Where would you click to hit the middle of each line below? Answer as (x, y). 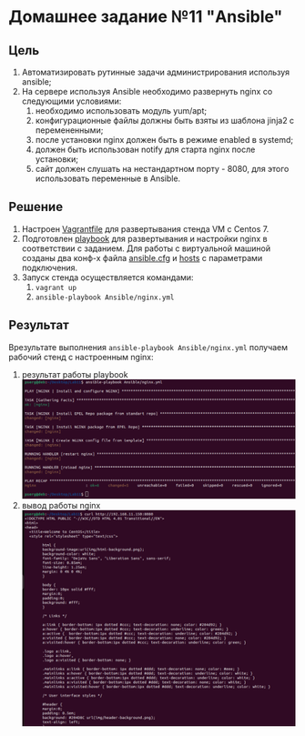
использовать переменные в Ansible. (108, 178)
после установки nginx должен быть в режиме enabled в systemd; (164, 140)
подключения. (50, 267)
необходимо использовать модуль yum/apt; (121, 111)
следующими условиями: (71, 101)
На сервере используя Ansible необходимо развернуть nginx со (147, 91)
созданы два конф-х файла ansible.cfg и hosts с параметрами (142, 257)
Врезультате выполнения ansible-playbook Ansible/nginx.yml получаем (148, 347)
